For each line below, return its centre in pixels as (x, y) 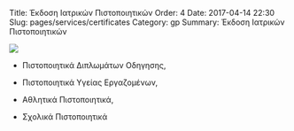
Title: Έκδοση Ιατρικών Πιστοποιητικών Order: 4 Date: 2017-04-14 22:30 (142, 13)
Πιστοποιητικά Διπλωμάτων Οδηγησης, (94, 65)
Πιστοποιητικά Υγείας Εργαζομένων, (89, 82)
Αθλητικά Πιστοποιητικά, (68, 100)
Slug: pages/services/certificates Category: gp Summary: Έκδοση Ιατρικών (147, 22)
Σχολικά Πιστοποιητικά (65, 117)
